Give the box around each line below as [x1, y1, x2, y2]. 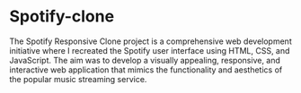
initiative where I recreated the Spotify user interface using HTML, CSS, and [9, 45, 290, 55]
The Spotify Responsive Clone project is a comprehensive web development [9, 36, 292, 46]
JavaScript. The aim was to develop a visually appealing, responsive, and [9, 55, 281, 65]
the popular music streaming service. [9, 73, 147, 84]
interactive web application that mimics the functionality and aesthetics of [9, 64, 283, 75]
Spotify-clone [9, 6, 115, 27]
